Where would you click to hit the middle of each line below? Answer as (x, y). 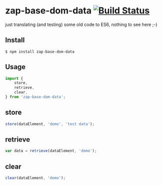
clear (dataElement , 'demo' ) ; (35, 178)
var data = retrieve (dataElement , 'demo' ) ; (51, 151)
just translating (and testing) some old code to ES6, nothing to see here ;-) (81, 24)
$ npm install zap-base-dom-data (40, 52)
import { (14, 78)
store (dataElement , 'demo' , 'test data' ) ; (50, 124)
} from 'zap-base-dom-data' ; (35, 97)
